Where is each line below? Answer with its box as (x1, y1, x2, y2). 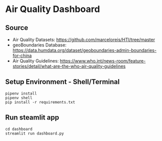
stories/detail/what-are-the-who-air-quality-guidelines (12, 63, 126, 69)
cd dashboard (5, 126, 33, 131)
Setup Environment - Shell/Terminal (5, 77, 120, 86)
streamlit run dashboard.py (5, 131, 64, 136)
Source (5, 23, 29, 32)
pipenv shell (5, 95, 33, 100)
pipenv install (5, 91, 37, 96)
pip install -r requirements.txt (5, 99, 75, 104)
